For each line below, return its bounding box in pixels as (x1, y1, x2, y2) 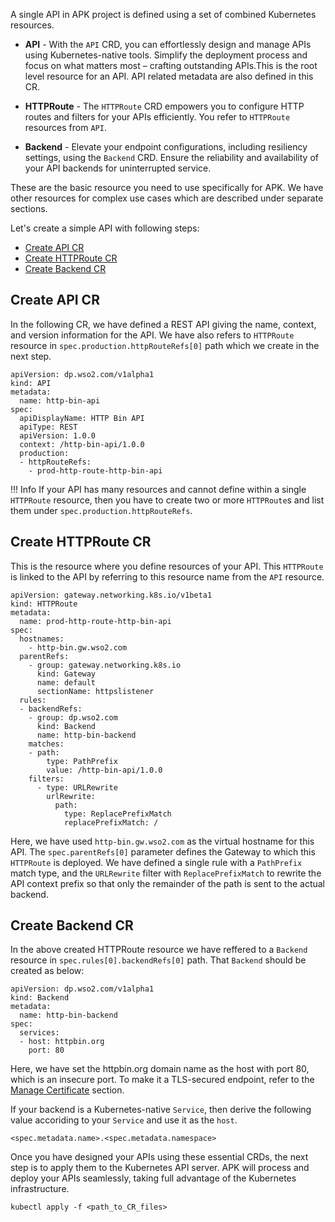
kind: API (10, 378, 52, 388)
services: (19, 1028, 60, 1038)
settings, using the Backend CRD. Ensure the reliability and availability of (24, 152, 319, 163)
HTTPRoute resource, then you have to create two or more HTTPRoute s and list (10, 494, 325, 506)
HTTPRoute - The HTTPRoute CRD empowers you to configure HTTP (24, 100, 305, 112)
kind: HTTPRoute (10, 599, 78, 609)
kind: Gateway (36, 669, 97, 679)
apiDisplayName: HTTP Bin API (19, 413, 145, 423)
